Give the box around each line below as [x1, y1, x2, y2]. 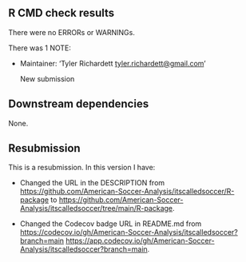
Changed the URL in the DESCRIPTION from [19, 178, 165, 188]
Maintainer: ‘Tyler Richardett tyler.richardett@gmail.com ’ [19, 58, 206, 68]
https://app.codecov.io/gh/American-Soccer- [65, 236, 215, 246]
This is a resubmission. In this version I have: [8, 163, 156, 173]
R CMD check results [8, 6, 115, 20]
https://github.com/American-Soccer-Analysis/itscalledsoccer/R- [19, 187, 235, 196]
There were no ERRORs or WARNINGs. [8, 27, 136, 37]
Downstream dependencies [8, 97, 149, 111]
